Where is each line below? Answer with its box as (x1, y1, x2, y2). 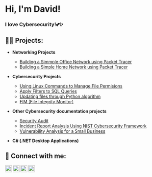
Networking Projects (12, 49, 55, 55)
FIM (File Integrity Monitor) (19, 98, 74, 104)
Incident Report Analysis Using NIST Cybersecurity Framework (19, 123, 147, 129)
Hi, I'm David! (5, 3, 61, 15)
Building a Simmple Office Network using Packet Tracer (19, 59, 132, 64)
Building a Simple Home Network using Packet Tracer (19, 64, 128, 70)
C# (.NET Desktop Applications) (12, 138, 79, 144)
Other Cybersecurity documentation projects (12, 108, 107, 114)
